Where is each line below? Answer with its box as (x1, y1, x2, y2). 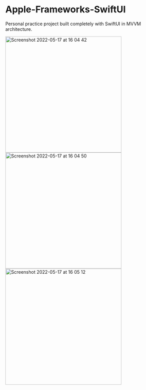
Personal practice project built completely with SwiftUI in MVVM (5, 21, 141, 27)
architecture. (5, 26, 32, 32)
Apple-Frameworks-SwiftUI (5, 4, 126, 15)
